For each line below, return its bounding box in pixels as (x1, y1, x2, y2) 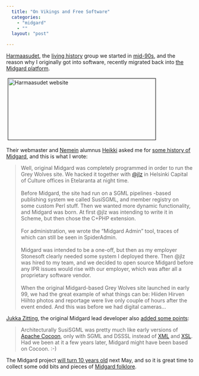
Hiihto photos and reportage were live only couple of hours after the (20, 297, 188, 304)
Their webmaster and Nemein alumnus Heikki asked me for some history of (6, 147, 191, 154)
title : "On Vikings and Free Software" (11, 8, 110, 15)
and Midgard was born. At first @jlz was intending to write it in (20, 208, 173, 216)
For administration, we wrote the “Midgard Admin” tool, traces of (20, 228, 179, 235)
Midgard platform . (6, 65, 50, 72)
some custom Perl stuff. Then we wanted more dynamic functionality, (20, 203, 191, 210)
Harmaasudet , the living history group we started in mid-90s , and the (6, 52, 176, 59)
